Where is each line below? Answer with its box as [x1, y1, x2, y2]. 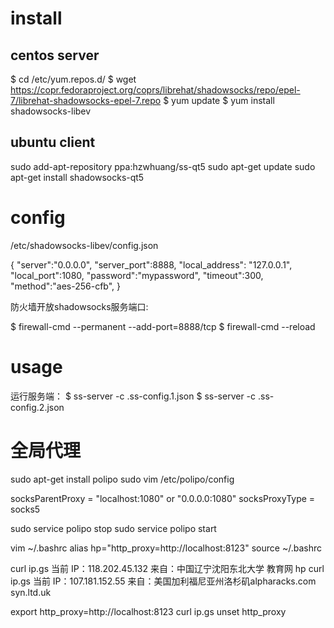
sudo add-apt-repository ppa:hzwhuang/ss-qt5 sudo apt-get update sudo [10, 160, 316, 172]
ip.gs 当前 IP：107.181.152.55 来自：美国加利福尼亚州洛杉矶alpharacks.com [10, 575, 317, 587]
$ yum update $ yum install [163, 95, 275, 106]
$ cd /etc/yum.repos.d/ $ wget [10, 73, 137, 85]
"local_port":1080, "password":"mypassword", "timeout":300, [10, 269, 264, 281]
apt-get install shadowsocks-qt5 [10, 171, 145, 183]
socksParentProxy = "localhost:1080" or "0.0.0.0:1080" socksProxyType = [10, 492, 316, 504]
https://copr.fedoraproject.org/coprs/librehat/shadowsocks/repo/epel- [10, 84, 301, 96]
